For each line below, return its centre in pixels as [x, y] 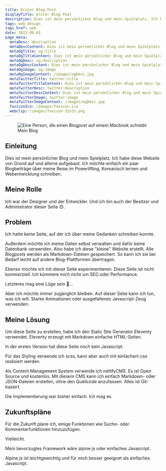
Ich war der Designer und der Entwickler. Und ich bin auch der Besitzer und [82, 201]
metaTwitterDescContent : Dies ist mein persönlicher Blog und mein [81, 93]
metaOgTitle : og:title [33, 51]
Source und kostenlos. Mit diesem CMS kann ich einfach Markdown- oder [80, 376]
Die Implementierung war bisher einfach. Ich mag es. [59, 397]
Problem [19, 222]
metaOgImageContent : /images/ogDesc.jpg [52, 74]
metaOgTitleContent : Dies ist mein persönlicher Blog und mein [76, 56]
